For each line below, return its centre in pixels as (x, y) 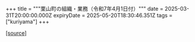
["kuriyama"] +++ (27, 22)
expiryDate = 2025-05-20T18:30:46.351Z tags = (113, 15)
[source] (16, 33)
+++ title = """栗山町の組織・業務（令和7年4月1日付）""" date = (85, 9)
